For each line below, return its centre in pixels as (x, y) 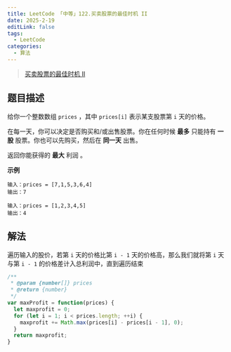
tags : (15, 33)
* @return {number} (39, 290)
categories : (25, 46)
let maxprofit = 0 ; (42, 309)
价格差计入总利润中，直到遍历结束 (94, 263)
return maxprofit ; (41, 335)
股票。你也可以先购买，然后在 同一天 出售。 (78, 140)
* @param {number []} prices (51, 283)
